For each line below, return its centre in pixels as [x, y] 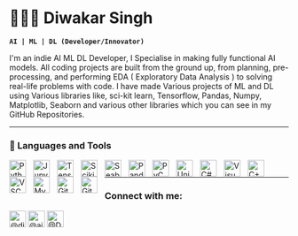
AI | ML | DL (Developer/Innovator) [77, 42]
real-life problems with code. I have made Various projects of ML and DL [141, 86]
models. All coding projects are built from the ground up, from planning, [140, 67]
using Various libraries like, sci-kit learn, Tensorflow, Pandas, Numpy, [135, 95]
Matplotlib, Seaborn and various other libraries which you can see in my [141, 104]
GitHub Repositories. [47, 114]
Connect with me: [144, 196]
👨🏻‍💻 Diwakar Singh [81, 18]
